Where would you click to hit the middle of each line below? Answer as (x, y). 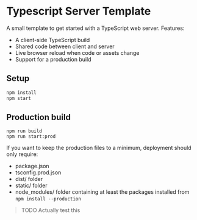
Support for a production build (53, 59)
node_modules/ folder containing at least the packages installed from (102, 192)
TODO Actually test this (51, 210)
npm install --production (48, 199)
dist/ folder (29, 179)
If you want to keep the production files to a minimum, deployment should (99, 148)
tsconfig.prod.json (38, 172)
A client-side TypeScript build (52, 40)
